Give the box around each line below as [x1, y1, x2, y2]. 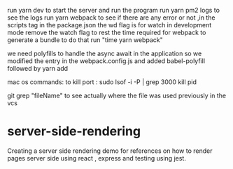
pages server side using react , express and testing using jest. [7, 154, 187, 162]
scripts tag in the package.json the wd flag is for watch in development [7, 21, 212, 29]
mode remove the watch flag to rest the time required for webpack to [7, 28, 206, 36]
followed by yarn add [7, 65, 69, 72]
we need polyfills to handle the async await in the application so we [7, 49, 202, 58]
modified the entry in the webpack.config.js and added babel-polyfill [7, 57, 205, 65]
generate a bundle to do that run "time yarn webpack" [7, 36, 163, 44]
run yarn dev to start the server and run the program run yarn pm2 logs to [7, 6, 220, 14]
